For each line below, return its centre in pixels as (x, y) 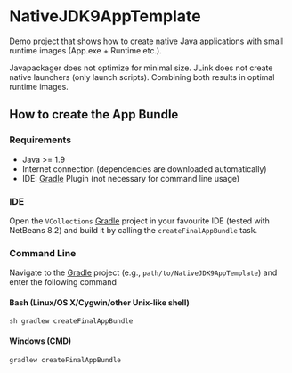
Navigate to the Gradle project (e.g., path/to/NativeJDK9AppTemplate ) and (143, 272)
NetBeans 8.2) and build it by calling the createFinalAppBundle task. (134, 230)
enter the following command (63, 282)
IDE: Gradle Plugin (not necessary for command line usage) (131, 178)
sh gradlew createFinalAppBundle (71, 321)
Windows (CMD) (41, 341)
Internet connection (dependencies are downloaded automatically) (144, 169)
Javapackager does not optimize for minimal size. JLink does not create (141, 68)
